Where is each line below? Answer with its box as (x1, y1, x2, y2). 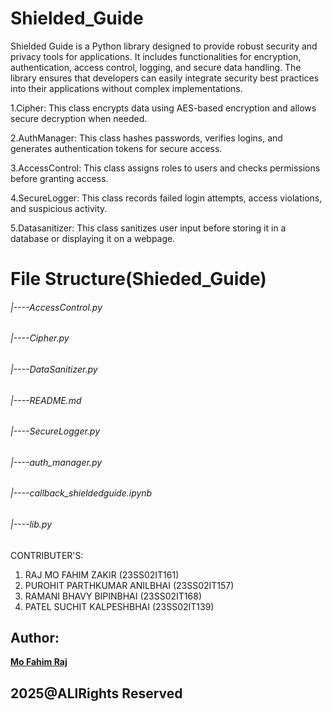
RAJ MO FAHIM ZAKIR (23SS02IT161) (24, 568, 180, 581)
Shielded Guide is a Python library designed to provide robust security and (10, 40, 318, 52)
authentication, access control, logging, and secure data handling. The (10, 61, 302, 73)
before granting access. (10, 172, 109, 184)
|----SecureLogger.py (10, 425, 101, 437)
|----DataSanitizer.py (10, 363, 98, 375)
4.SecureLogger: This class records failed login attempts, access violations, (10, 192, 323, 204)
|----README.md (10, 394, 82, 406)
